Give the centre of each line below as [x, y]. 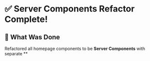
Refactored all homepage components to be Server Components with [75, 49]
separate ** [16, 54]
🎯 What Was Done [32, 37]
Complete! [26, 19]
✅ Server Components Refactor [70, 9]
